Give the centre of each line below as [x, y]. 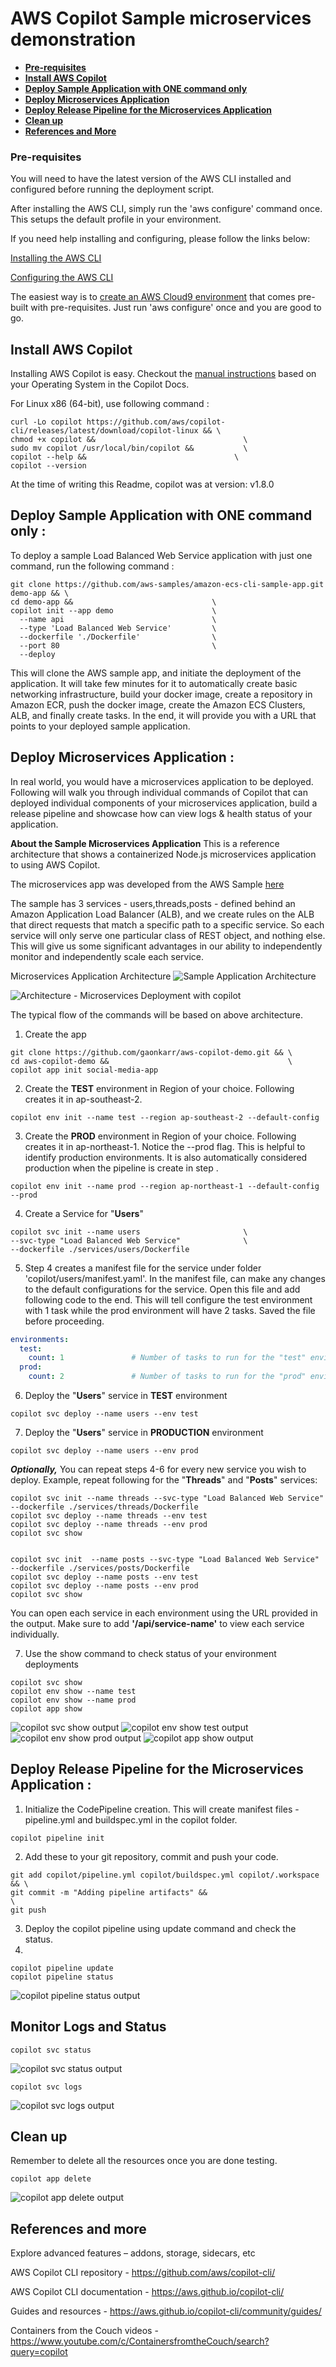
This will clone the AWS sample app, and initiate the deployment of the [156, 673]
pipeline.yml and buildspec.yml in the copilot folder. [131, 1819]
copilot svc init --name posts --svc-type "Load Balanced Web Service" [165, 1560]
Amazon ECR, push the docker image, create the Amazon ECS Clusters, [158, 704]
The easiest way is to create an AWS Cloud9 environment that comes [153, 297]
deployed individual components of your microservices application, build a [164, 803]
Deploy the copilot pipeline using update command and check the [160, 1928]
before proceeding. [64, 1321]
